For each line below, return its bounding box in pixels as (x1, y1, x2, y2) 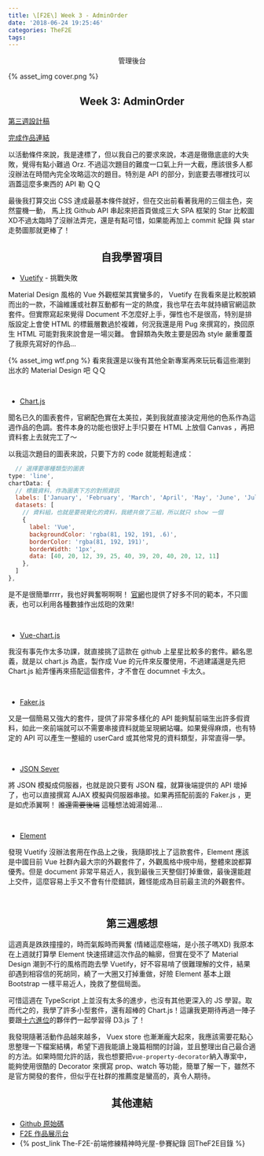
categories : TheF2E (8, 26, 72, 34)
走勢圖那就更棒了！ (8, 226, 71, 235)
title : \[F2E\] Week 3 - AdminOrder (8, 11, 128, 20)
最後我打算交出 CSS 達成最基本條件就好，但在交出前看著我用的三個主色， (8, 196, 247, 205)
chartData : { (8, 479, 51, 488)
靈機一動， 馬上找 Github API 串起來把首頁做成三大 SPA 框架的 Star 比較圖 (14, 206, 255, 215)
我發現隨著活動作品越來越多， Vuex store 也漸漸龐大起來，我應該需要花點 (8, 1032, 247, 1041)
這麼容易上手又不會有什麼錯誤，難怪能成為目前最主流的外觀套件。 (35, 876, 249, 885)
